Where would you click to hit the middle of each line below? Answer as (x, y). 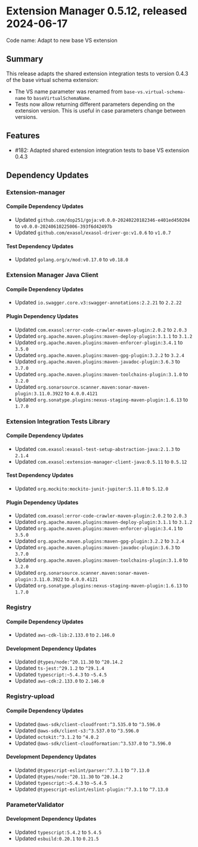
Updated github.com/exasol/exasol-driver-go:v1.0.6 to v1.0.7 (93, 233)
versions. (26, 117)
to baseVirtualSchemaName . (59, 98)
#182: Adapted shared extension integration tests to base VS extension (102, 150)
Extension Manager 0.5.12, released (97, 11)
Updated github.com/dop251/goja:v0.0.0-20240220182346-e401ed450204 (102, 220)
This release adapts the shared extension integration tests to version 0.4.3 (98, 74)
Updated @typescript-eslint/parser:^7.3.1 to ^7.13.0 (82, 770)
